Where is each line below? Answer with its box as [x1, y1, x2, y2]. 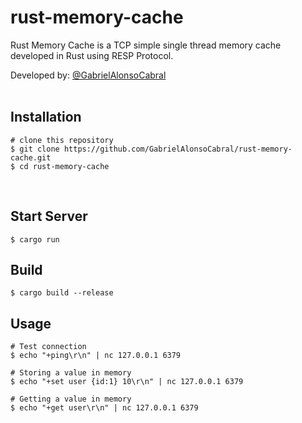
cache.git [10, 152, 52, 163]
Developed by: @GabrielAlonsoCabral [10, 69, 167, 81]
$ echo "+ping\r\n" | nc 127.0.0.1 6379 [10, 351, 182, 361]
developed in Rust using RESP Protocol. [10, 49, 174, 61]
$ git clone [10, 144, 60, 154]
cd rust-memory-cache [19, 161, 110, 171]
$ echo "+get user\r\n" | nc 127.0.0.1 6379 [10, 403, 199, 413]
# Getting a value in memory [10, 394, 132, 405]
